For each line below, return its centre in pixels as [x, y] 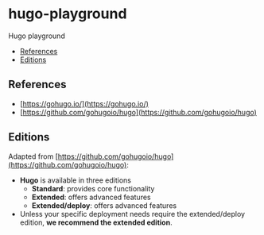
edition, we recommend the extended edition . [96, 222]
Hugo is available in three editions [75, 180]
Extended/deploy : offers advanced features [104, 205]
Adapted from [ [33, 156]
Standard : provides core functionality [93, 188]
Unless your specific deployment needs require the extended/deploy [132, 214]
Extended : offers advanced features [91, 197]
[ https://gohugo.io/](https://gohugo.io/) [84, 103]
